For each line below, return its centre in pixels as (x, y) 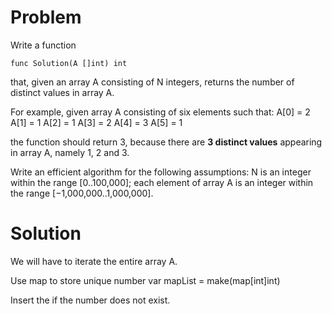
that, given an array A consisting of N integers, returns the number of (152, 82)
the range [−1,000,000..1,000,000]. (82, 193)
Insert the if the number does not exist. (90, 300)
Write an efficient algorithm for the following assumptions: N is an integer (161, 172)
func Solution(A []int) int (69, 63)
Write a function (43, 45)
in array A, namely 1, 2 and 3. (70, 152)
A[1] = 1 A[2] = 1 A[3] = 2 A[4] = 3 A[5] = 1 (96, 122)
